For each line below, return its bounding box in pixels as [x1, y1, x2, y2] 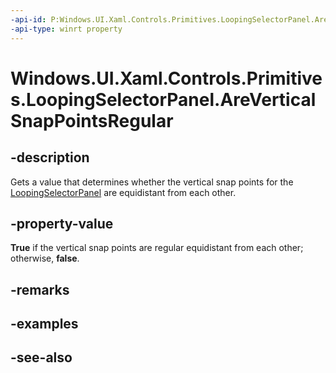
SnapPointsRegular [10, 109, 174, 132]
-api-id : [10, 14, 47, 25]
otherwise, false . [10, 252, 80, 265]
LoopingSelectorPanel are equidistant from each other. [10, 186, 237, 198]
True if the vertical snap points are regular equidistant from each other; [10, 242, 304, 254]
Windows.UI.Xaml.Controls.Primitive [10, 67, 323, 90]
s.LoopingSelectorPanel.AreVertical [10, 88, 317, 111]
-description [10, 149, 90, 166]
